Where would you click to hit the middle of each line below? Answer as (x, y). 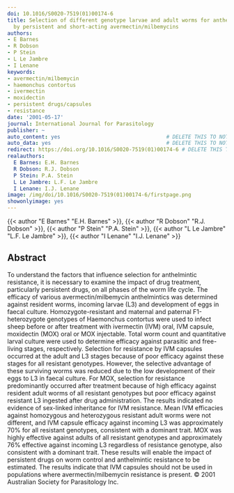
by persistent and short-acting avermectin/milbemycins (96, 26)
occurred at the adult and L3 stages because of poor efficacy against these (116, 356)
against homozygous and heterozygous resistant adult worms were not (109, 415)
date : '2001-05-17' (36, 117)
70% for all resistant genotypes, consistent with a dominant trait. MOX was (115, 430)
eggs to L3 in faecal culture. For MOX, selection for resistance (96, 378)
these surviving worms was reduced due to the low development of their (111, 370)
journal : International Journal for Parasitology (81, 124)
